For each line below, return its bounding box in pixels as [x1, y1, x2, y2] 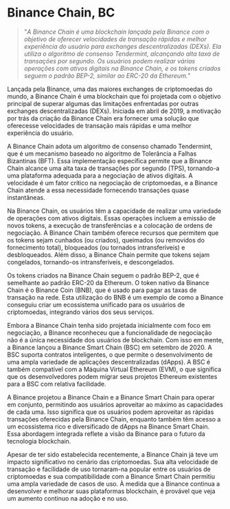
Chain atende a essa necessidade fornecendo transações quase [7, 186, 189, 194]
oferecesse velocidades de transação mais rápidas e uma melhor [7, 121, 192, 129]
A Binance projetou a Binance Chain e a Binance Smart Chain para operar [7, 393, 215, 401]
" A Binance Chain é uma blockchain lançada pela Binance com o [23, 28, 209, 36]
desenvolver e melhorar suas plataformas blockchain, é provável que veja [7, 487, 216, 495]
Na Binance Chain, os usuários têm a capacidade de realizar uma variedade [7, 207, 222, 215]
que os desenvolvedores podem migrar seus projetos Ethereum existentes [7, 372, 218, 380]
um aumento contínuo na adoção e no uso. [7, 494, 128, 502]
